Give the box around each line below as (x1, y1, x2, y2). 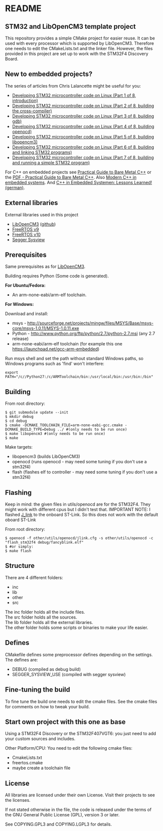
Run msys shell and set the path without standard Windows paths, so (5, 356, 144, 361)
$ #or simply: (5, 544, 34, 549)
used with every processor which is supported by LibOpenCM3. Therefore (5, 40, 154, 46)
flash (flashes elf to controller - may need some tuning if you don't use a (12, 469, 157, 475)
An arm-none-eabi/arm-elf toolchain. (12, 292, 87, 298)
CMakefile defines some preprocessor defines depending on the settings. (5, 651, 153, 658)
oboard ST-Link (5, 517, 36, 523)
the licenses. (5, 797, 31, 803)
